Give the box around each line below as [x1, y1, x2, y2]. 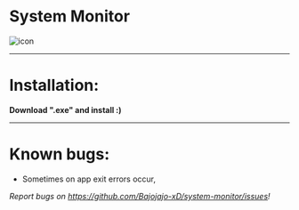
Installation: [9, 76, 100, 95]
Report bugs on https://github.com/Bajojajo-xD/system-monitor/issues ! [9, 190, 271, 201]
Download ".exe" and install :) [9, 104, 122, 115]
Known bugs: [9, 144, 110, 165]
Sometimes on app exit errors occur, [21, 174, 157, 184]
